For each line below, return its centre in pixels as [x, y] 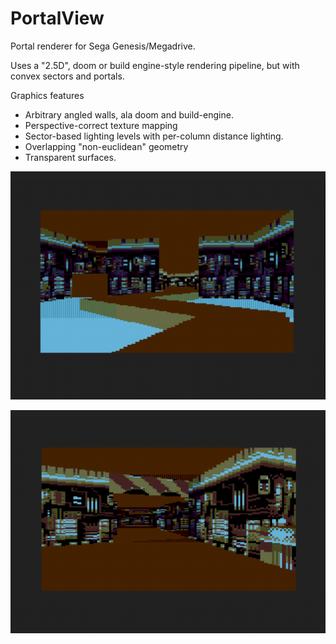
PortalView [57, 18]
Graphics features [47, 95]
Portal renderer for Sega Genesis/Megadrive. [103, 46]
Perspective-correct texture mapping [101, 125]
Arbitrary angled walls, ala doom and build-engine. [129, 114]
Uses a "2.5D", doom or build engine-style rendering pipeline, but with [155, 65]
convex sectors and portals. [67, 76]
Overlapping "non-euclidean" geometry [106, 146]
